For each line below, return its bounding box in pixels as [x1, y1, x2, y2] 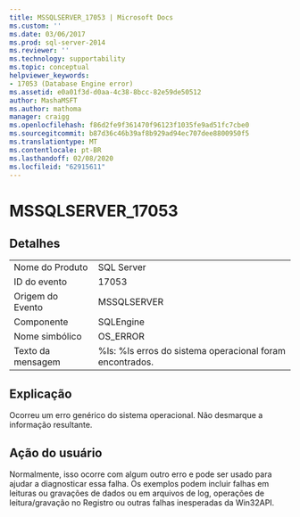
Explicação [9, 386, 72, 401]
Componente [13, 316, 69, 328]
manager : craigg [9, 112, 70, 121]
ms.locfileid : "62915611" [9, 162, 105, 171]
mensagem [13, 356, 61, 368]
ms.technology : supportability [9, 54, 126, 63]
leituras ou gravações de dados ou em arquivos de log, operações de [9, 488, 265, 498]
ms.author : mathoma [9, 104, 82, 113]
